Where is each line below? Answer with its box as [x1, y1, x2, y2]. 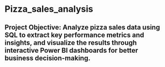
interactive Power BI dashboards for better [4, 46, 138, 55]
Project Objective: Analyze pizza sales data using [4, 23, 160, 32]
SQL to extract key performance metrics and [4, 31, 144, 39]
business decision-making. [4, 54, 91, 62]
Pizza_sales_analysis [4, 3, 93, 15]
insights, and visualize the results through [4, 38, 137, 47]
